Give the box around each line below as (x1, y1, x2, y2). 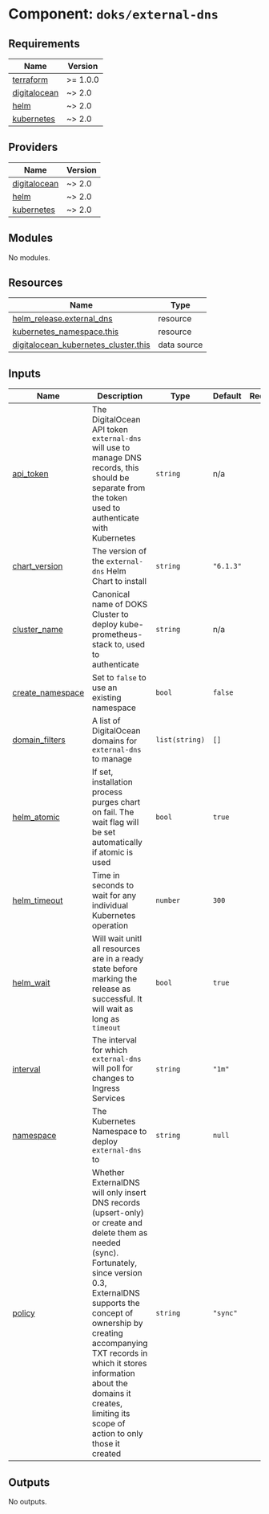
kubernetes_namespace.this (12, 326, 119, 337)
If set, (91, 766, 114, 777)
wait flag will (91, 817, 139, 828)
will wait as (91, 1003, 134, 1014)
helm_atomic (12, 812, 60, 823)
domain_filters (12, 734, 66, 745)
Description (97, 390, 143, 402)
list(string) (155, 736, 206, 745)
